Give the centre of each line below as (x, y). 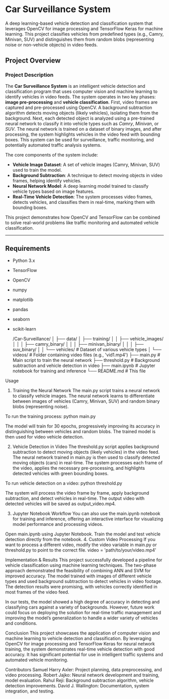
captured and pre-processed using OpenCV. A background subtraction (79, 107)
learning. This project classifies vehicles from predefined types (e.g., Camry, (84, 34)
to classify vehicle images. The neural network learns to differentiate (83, 396)
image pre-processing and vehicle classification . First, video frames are (81, 102)
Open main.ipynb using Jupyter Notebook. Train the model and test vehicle (83, 534)
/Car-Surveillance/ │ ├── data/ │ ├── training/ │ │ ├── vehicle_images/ (88, 339)
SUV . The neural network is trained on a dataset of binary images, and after (83, 129)
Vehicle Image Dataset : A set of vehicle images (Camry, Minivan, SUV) (86, 165)
